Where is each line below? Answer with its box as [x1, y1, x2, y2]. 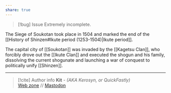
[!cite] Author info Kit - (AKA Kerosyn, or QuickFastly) [17, 77, 131, 83]
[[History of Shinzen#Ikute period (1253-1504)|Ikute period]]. [5, 36, 133, 42]
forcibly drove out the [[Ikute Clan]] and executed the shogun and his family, [5, 52, 165, 58]
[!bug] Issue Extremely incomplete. [17, 21, 92, 27]
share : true [5, 7, 31, 13]
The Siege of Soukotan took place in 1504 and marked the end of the [5, 31, 150, 37]
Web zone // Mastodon [17, 82, 66, 88]
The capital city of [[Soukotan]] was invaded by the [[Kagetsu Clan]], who [5, 46, 160, 52]
